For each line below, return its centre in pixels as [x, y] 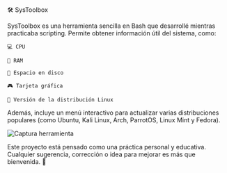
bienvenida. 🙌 [27, 162]
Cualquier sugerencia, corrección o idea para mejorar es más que [102, 154]
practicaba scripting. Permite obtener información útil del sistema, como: [112, 33]
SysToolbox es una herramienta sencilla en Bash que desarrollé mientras [111, 26]
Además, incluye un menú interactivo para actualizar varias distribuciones [113, 113]
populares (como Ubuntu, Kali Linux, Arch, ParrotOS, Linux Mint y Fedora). [114, 120]
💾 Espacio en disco [36, 73]
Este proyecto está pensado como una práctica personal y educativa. [107, 147]
